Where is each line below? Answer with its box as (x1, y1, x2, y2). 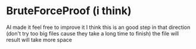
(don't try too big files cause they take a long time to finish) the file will (6, 30, 179, 37)
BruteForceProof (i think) (6, 4, 132, 18)
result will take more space (6, 36, 73, 43)
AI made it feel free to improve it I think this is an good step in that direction (6, 24, 191, 31)
